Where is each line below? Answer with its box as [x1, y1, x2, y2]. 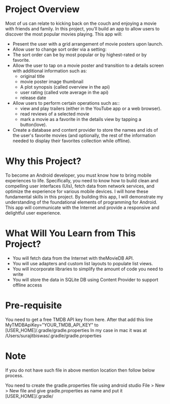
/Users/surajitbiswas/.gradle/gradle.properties [5, 333, 102, 339]
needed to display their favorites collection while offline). [12, 138, 132, 144]
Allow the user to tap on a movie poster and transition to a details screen [12, 62, 164, 68]
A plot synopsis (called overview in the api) [20, 84, 110, 90]
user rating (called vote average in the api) [20, 89, 109, 95]
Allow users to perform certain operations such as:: [12, 100, 120, 106]
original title [20, 73, 45, 79]
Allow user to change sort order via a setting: [12, 46, 107, 52]
